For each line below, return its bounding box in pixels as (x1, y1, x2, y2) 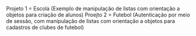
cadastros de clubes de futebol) (6, 24, 84, 31)
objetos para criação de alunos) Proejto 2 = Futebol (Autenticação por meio (6, 11, 191, 18)
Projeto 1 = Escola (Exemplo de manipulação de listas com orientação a (6, 5, 180, 12)
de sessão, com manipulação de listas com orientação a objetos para (6, 18, 175, 24)
